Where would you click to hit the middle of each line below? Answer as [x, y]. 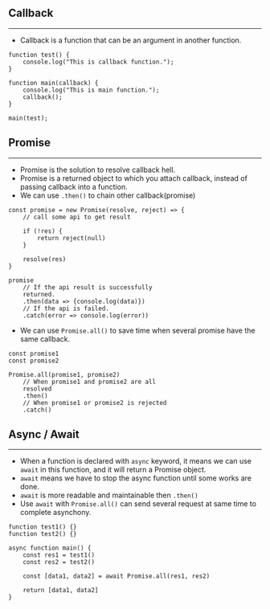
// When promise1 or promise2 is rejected [95, 403]
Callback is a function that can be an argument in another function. [131, 40]
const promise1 [34, 354]
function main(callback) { [53, 83]
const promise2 [34, 361]
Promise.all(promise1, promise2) [64, 374]
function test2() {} [43, 534]
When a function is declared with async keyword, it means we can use [135, 461]
